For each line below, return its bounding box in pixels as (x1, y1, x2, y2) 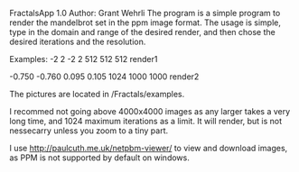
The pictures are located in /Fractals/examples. (9, 89, 185, 99)
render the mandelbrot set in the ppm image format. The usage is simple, (9, 17, 282, 28)
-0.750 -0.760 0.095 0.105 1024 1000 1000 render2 (9, 71, 200, 82)
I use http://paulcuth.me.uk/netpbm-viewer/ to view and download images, (9, 143, 288, 153)
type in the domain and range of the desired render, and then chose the (9, 27, 276, 37)
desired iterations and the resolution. (9, 36, 146, 47)
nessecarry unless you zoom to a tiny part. (9, 125, 169, 136)
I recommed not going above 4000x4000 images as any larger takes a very (9, 106, 291, 116)
